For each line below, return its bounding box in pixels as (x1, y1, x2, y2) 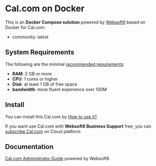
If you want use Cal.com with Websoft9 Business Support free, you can (5, 123, 152, 129)
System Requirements (5, 48, 75, 56)
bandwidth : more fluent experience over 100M (12, 86, 107, 92)
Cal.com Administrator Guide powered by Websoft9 (5, 156, 109, 162)
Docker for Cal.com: (5, 24, 46, 30)
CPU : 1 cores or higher (12, 76, 58, 82)
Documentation (5, 142, 54, 151)
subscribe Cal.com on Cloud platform (5, 128, 81, 134)
